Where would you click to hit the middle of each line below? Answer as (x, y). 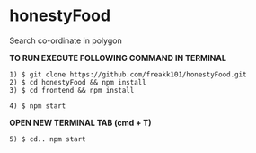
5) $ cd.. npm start (48, 139)
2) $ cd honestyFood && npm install (78, 82)
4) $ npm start (38, 106)
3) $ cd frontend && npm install (72, 90)
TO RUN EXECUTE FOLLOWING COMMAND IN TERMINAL (118, 58)
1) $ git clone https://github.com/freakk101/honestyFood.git (128, 74)
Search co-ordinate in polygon (66, 40)
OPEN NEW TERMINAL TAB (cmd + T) (80, 122)
